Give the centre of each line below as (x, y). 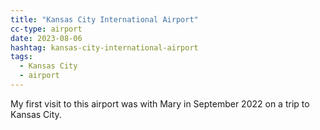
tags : (21, 57)
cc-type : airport (46, 29)
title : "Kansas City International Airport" (104, 19)
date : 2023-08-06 (46, 38)
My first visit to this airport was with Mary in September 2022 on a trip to (160, 103)
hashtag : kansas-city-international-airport (104, 47)
